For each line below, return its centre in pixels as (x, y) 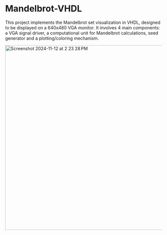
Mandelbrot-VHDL (43, 9)
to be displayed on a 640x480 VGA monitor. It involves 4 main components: (83, 27)
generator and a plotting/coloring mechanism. (52, 38)
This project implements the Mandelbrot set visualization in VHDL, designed (83, 22)
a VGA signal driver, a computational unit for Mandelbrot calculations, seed (82, 33)
